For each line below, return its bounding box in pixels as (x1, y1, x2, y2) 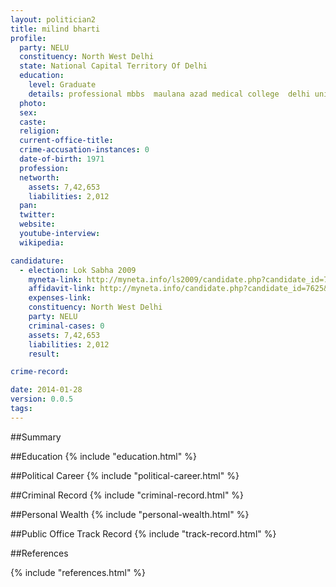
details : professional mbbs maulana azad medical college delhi (28, 89, 311, 99)
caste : (19, 117, 47, 127)
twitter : (19, 210, 56, 220)
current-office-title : (19, 136, 114, 146)
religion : (19, 126, 60, 136)
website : (19, 219, 56, 230)
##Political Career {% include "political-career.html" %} (10, 469, 240, 481)
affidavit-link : (28, 284, 97, 294)
